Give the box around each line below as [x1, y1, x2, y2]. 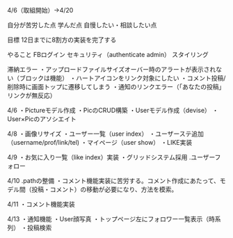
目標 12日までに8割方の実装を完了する [7, 35, 117, 44]
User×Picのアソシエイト [7, 115, 77, 123]
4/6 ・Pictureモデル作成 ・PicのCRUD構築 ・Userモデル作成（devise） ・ [7, 106, 219, 114]
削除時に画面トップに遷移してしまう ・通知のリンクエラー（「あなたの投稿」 [7, 83, 225, 90]
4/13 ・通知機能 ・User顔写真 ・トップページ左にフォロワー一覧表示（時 [7, 215, 216, 223]
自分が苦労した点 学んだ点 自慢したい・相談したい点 [7, 21, 157, 29]
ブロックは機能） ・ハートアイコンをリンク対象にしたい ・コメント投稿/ [19, 74, 226, 82]
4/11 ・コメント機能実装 [7, 200, 75, 208]
